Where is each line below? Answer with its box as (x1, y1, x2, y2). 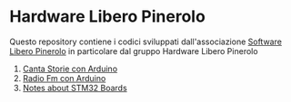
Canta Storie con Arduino (22, 63, 118, 74)
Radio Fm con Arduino (22, 72, 106, 83)
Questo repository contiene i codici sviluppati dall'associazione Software (9, 36, 282, 47)
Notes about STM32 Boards (22, 82, 127, 93)
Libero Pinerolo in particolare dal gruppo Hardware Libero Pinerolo (9, 45, 258, 56)
